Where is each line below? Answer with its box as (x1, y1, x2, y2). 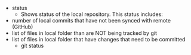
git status (20, 42, 44, 49)
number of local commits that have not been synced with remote (11, 17, 171, 24)
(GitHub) (11, 23, 33, 30)
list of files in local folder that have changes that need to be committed (11, 36, 186, 43)
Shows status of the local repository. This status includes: (20, 11, 163, 18)
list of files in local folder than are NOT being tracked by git (11, 30, 157, 37)
